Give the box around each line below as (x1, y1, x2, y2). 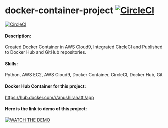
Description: (5, 33, 31, 39)
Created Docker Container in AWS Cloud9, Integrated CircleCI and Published (5, 44, 163, 50)
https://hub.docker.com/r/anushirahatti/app (5, 94, 94, 100)
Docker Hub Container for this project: (5, 83, 86, 89)
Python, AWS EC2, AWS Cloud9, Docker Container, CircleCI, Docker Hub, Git (5, 72, 163, 78)
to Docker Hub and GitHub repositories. (5, 49, 86, 55)
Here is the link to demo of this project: (5, 106, 87, 112)
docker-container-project (5, 5, 114, 16)
